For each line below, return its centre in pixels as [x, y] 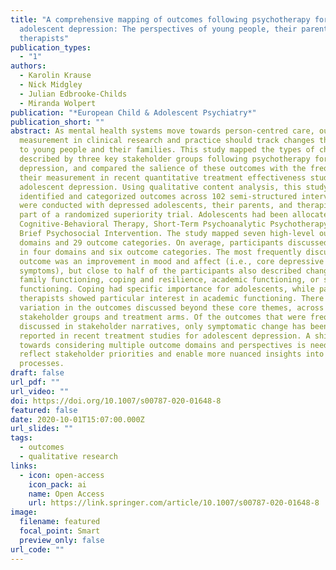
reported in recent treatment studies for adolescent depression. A [165, 336]
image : [24, 512]
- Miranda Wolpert [58, 103]
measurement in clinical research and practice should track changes [167, 141]
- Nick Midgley [51, 85]
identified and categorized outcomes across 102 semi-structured [158, 196]
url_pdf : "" [35, 382]
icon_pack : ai [57, 484]
